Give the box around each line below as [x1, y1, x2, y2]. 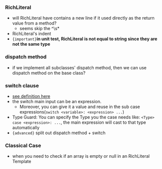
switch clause [5, 82, 39, 89]
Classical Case [5, 142, 41, 149]
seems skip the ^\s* [19, 26, 60, 31]
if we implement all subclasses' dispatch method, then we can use [12, 64, 147, 70]
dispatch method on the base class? [12, 70, 86, 76]
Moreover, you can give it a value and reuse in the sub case [19, 104, 140, 110]
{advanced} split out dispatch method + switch [12, 130, 106, 136]
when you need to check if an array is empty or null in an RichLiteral [12, 153, 150, 159]
